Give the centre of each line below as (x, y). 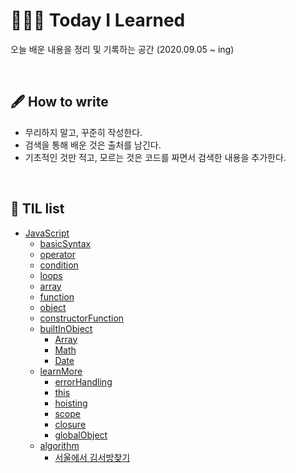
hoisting (71, 403)
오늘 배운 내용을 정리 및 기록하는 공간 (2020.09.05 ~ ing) (122, 49)
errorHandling (83, 381)
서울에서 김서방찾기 (92, 457)
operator (57, 254)
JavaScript (47, 233)
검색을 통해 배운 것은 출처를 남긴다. (93, 145)
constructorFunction (82, 318)
